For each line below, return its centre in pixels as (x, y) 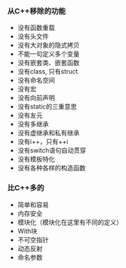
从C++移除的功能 (37, 11)
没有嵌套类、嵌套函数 (48, 63)
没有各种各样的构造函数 (51, 168)
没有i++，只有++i (43, 142)
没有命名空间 (36, 80)
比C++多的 (26, 188)
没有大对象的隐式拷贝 (48, 45)
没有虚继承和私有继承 (48, 133)
